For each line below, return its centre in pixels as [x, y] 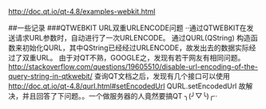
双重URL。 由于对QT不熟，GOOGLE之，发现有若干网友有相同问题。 [133, 58]
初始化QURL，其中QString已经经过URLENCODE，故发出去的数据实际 [135, 48]
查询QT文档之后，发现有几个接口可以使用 [162, 76]
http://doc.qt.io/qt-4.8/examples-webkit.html [82, 12]
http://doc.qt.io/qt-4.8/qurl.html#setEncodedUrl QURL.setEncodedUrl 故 [127, 86]
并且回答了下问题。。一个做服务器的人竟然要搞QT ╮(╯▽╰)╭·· [120, 96]
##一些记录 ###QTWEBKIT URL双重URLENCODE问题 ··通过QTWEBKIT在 [128, 28]
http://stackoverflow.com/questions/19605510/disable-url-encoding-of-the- [133, 66]
